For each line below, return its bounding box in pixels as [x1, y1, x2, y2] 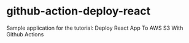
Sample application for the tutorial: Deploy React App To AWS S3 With [6, 24, 183, 31]
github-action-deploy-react [6, 4, 151, 18]
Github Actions [6, 30, 44, 38]
